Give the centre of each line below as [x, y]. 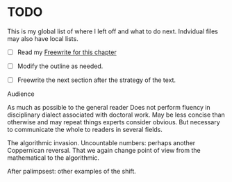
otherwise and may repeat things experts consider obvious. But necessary [114, 122]
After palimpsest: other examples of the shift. [72, 172]
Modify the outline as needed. [60, 66]
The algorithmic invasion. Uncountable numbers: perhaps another [101, 143]
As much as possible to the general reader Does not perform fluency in [109, 108]
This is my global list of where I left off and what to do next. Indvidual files [113, 31]
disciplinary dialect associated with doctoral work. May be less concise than [116, 115]
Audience [21, 94]
